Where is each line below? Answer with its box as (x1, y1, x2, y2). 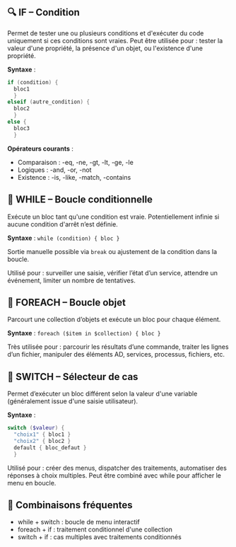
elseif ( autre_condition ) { (7, 98, 90, 105)
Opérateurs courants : (7, 144, 74, 153)
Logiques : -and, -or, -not (17, 166, 92, 174)
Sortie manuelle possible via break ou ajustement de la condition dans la (7, 247, 218, 255)
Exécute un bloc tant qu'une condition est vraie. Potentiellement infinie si (7, 212, 220, 221)
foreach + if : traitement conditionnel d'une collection (17, 525, 173, 534)
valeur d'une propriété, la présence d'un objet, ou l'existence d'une (7, 44, 203, 52)
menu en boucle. (7, 478, 57, 487)
